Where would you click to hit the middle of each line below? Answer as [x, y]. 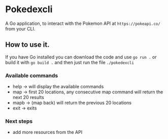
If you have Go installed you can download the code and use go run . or [81, 57]
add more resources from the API [47, 132]
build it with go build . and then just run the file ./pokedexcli [70, 62]
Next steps [19, 121]
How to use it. [27, 45]
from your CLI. [20, 28]
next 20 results [28, 97]
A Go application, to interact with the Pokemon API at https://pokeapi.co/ [83, 23]
